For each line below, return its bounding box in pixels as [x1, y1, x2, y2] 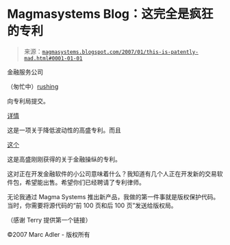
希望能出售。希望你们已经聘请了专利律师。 [25, 178, 145, 186]
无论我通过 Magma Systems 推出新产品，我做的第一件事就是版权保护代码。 [7, 192, 220, 201]
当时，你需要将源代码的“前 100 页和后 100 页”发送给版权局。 [7, 201, 177, 209]
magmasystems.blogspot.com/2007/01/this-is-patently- [42, 49, 199, 55]
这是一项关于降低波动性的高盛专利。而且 [7, 126, 121, 134]
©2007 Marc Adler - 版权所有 [7, 230, 90, 238]
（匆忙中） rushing [7, 82, 59, 90]
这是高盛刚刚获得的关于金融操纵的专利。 [7, 155, 121, 163]
